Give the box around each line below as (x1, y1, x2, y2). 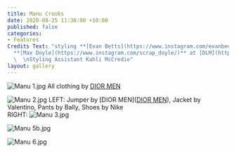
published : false (7, 23, 58, 30)
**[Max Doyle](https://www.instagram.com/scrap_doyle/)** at (13, 50, 197, 57)
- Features (7, 36, 39, 44)
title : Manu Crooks (7, 10, 65, 18)
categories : (7, 29, 42, 37)
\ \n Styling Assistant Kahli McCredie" (13, 56, 133, 63)
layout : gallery (7, 62, 55, 69)
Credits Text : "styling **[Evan (7, 43, 102, 50)
